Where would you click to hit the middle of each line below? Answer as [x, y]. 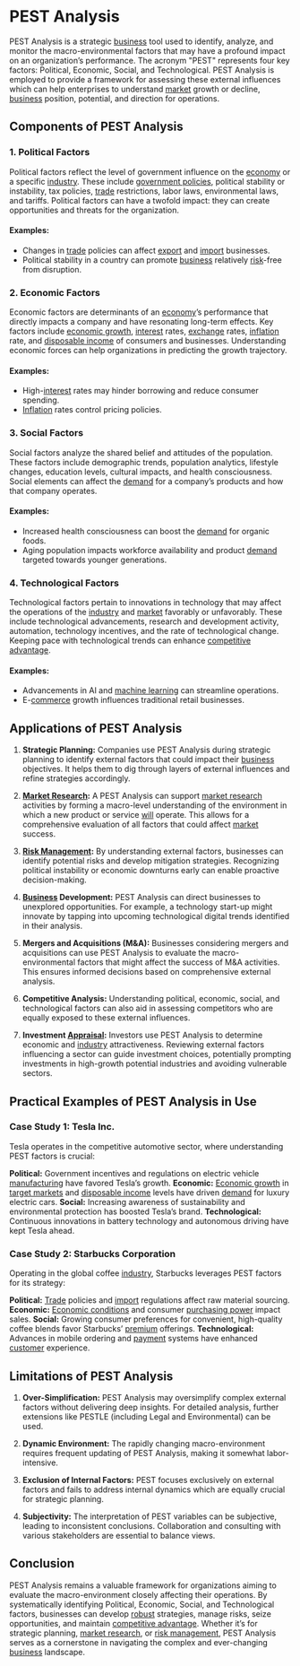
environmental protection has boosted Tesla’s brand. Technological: [135, 1211]
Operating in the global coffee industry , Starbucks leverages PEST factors [146, 1273]
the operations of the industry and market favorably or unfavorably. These [146, 612]
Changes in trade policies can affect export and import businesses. [146, 250]
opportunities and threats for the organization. [94, 210]
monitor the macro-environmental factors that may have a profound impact [147, 50]
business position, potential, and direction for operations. [115, 98]
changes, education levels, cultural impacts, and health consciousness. [141, 472]
